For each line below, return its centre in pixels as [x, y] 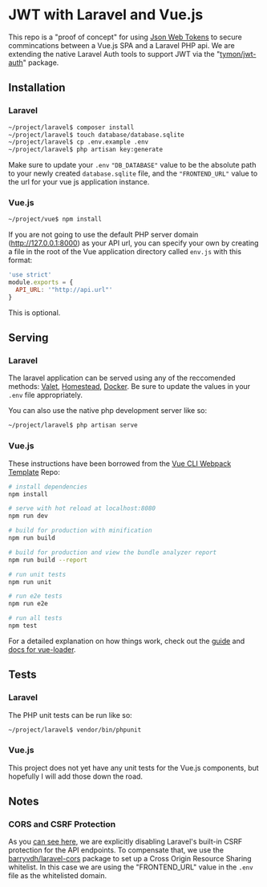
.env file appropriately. [45, 395]
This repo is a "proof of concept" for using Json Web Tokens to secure [125, 37]
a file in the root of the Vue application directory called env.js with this [125, 252]
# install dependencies [48, 487]
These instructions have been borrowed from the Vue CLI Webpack [120, 464]
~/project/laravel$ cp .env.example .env [79, 142]
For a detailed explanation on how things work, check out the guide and [127, 641]
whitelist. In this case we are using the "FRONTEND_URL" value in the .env [131, 867]
